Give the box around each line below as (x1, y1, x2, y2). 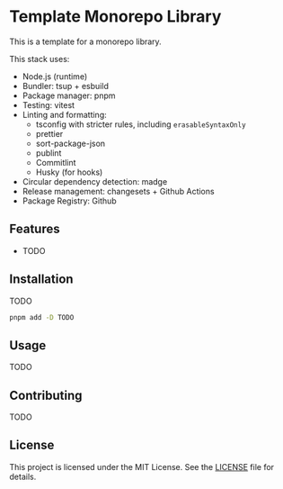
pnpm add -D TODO (9, 312, 75, 321)
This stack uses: (9, 53, 70, 64)
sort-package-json (35, 138, 106, 149)
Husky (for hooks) (35, 167, 103, 177)
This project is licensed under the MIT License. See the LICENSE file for (9, 461, 275, 472)
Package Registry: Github (22, 195, 117, 206)
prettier (35, 128, 64, 139)
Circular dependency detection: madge (22, 176, 168, 186)
